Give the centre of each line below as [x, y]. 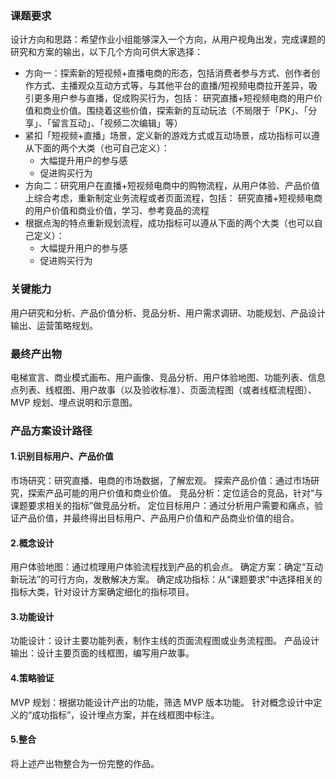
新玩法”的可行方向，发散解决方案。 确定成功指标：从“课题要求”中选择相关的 [166, 579]
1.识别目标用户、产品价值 [62, 456]
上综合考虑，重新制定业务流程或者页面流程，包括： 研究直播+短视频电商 [173, 198]
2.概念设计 [32, 543]
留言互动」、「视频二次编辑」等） [117, 123]
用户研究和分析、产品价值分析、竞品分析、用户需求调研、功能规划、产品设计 [168, 313]
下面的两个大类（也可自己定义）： [101, 148]
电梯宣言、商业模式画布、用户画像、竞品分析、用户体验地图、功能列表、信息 [168, 377]
